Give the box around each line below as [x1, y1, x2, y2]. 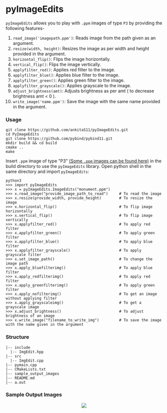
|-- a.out [5, 380, 26, 385]
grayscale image [5, 305, 39, 310]
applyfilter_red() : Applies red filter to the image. [12, 66, 116, 73]
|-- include [5, 345, 30, 350]
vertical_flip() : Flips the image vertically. [12, 61, 101, 67]
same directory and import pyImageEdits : [5, 168, 89, 175]
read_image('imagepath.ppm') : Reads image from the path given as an [12, 35, 156, 41]
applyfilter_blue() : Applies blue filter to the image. [12, 72, 120, 78]
